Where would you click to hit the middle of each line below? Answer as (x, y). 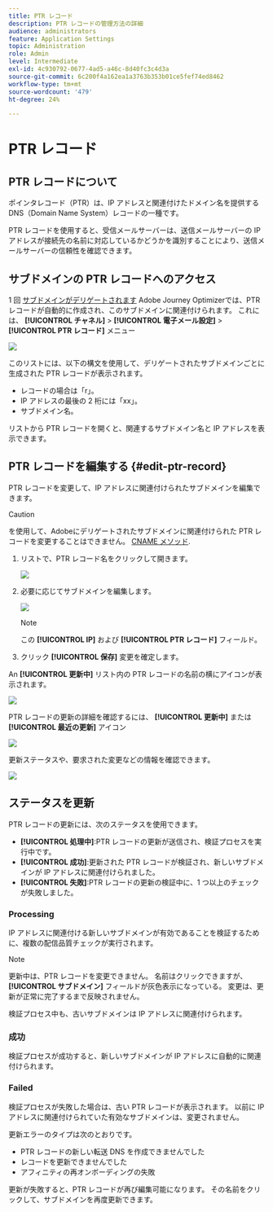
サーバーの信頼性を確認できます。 (79, 251)
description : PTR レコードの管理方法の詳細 (76, 24)
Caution (22, 514)
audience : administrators (52, 31)
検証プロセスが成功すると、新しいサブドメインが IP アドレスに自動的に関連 (135, 1056)
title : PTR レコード (41, 16)
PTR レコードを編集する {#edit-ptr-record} (117, 466)
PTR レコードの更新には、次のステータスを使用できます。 (105, 824)
